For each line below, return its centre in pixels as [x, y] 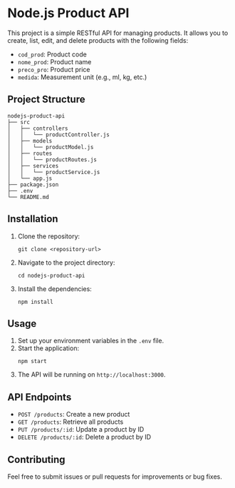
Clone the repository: [49, 236]
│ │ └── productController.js [59, 134]
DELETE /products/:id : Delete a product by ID [84, 437]
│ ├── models [30, 141]
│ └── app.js [30, 178]
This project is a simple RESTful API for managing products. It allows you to [118, 33]
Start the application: [48, 348]
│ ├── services [33, 166]
